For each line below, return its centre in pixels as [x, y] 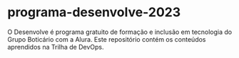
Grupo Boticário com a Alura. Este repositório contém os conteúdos [107, 39]
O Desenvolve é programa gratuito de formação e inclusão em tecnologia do [120, 32]
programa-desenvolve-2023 [94, 12]
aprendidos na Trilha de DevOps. [56, 47]
